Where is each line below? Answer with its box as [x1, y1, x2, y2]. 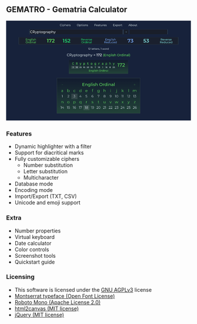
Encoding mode [14, 187, 53, 194]
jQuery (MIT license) [14, 311, 64, 318]
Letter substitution [23, 168, 68, 175]
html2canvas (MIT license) [14, 305, 79, 312]
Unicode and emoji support [14, 199, 81, 206]
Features [6, 129, 32, 137]
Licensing [6, 273, 35, 281]
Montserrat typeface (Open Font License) [14, 292, 116, 299]
